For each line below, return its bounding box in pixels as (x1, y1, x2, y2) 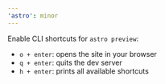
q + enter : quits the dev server (19, 58, 122, 67)
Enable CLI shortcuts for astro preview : (7, 34, 138, 43)
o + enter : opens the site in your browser (19, 49, 158, 58)
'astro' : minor (7, 11, 59, 20)
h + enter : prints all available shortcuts (19, 66, 150, 76)
